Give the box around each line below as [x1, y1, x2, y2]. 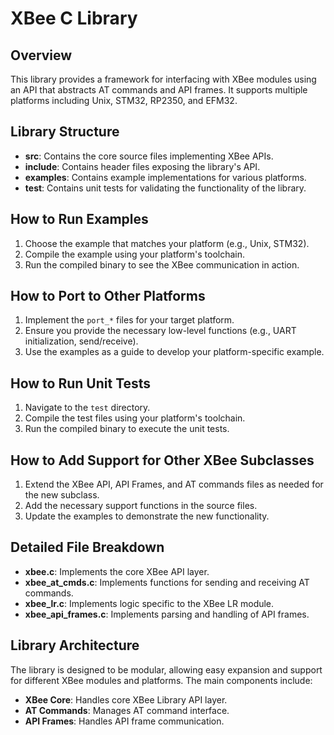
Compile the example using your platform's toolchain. [24, 248, 246, 260]
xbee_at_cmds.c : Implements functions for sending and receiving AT [24, 576, 310, 588]
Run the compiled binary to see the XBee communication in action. [24, 258, 300, 271]
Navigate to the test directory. [24, 402, 151, 414]
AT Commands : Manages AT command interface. [24, 704, 230, 716]
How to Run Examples [10, 211, 149, 228]
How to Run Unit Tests [10, 375, 152, 392]
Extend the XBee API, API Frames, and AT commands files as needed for [24, 478, 324, 491]
